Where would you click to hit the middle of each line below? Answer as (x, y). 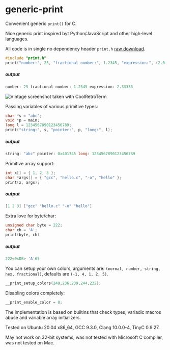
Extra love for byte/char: (31, 216)
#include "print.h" (26, 58)
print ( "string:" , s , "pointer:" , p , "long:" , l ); (59, 130)
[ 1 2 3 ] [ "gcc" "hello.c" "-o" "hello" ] (49, 206)
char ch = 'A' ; (21, 230)
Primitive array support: (30, 163)
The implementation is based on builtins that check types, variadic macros (83, 312)
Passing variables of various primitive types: (52, 106)
